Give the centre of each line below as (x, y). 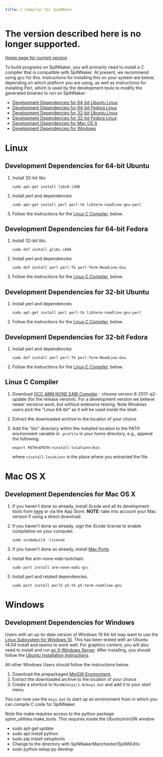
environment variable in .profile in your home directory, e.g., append (82, 433)
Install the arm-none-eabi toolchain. (48, 558)
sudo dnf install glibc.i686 (42, 250)
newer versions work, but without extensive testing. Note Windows (79, 404)
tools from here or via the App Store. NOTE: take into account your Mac (84, 511)
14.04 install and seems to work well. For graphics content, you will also (77, 645)
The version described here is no (73, 33)
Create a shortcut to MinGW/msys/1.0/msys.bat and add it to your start (81, 684)
